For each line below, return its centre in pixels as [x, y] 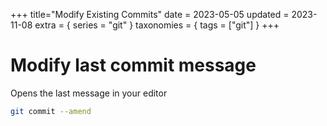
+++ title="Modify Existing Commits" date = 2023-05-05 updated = [150, 14]
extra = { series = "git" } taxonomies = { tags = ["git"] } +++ [157, 25]
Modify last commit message [133, 65]
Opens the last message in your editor [89, 93]
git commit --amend [51, 111]
